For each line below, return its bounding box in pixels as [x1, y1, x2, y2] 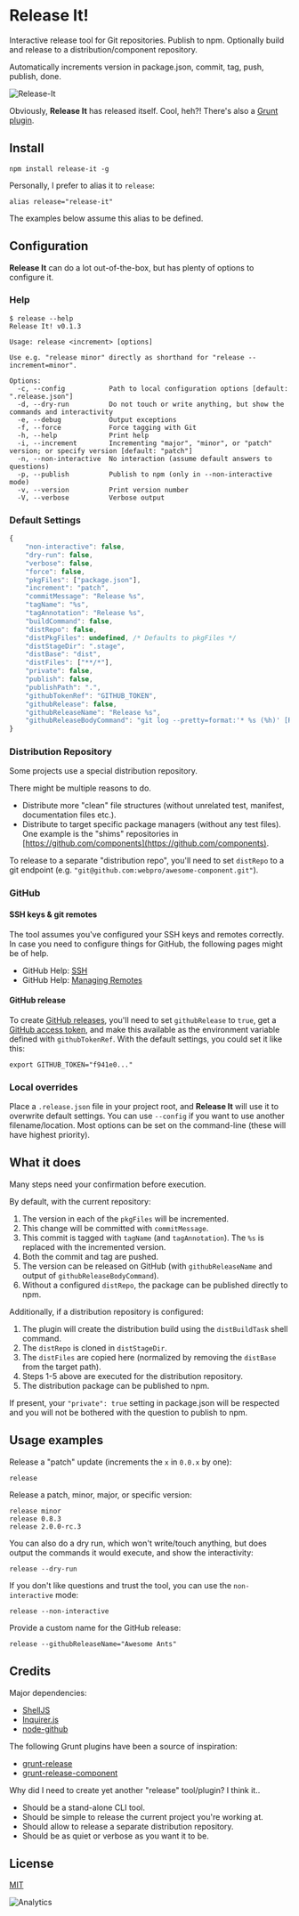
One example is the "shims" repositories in [21, 829, 179, 840]
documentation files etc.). [21, 809, 117, 820]
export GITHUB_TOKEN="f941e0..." [9, 1060, 133, 1069]
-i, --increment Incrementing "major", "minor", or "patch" [17, 438, 273, 448]
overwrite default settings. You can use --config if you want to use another [9, 1110, 285, 1122]
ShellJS [21, 1704, 51, 1715]
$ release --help [9, 313, 74, 323]
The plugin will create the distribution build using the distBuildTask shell [21, 1323, 288, 1334]
